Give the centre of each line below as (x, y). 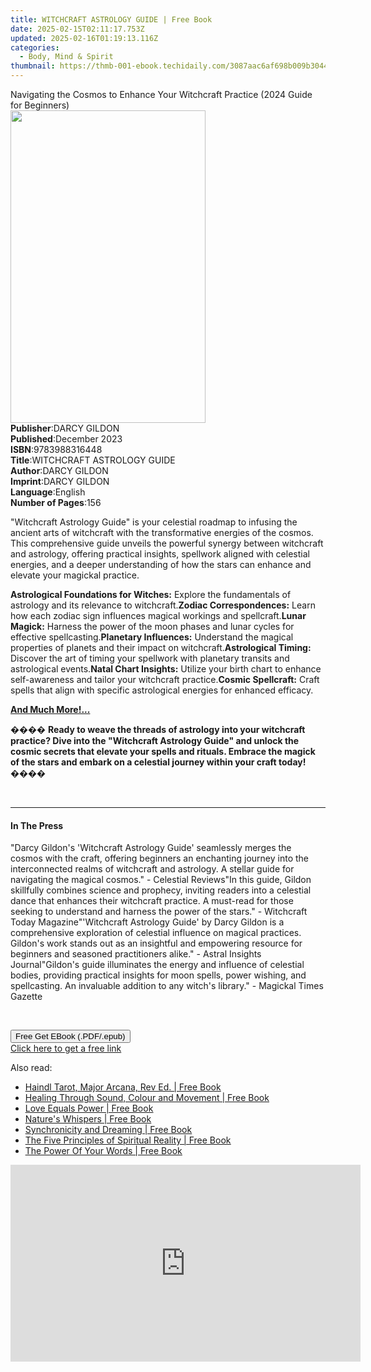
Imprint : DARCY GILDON (60, 481)
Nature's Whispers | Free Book (88, 1119)
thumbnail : (33, 66)
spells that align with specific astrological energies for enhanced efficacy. (162, 690)
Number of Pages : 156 (56, 502)
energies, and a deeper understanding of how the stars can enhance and (161, 564)
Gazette (26, 997)
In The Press (37, 825)
